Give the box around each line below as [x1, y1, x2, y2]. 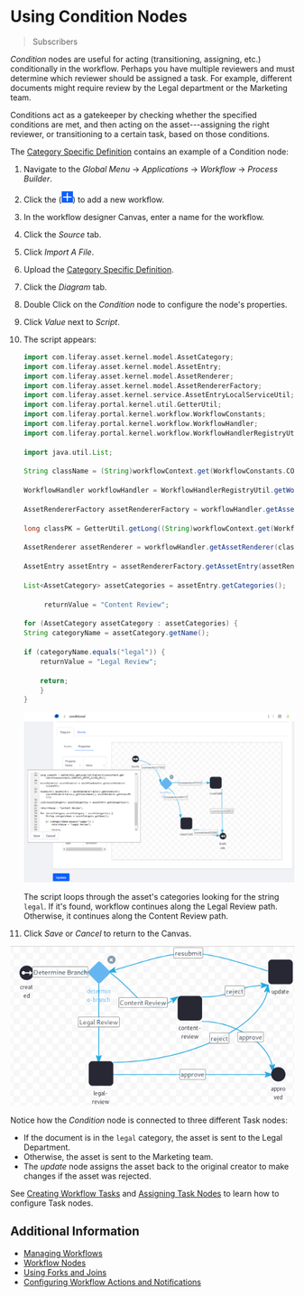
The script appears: [23, 334, 97, 345]
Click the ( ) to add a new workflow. [23, 194, 165, 205]
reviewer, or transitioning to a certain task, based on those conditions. [10, 128, 270, 139]
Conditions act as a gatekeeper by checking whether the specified [10, 109, 258, 120]
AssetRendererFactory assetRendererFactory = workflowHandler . [23, 505, 267, 514]
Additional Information [10, 1224, 140, 1239]
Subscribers [32, 36, 78, 47]
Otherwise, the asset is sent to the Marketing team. [23, 1151, 214, 1162]
